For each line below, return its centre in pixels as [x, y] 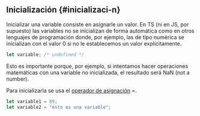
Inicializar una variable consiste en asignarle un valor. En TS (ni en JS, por [98, 24]
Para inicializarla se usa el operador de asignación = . [71, 90]
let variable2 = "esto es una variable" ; [59, 107]
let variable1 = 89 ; [32, 102]
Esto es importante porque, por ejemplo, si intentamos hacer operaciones [97, 66]
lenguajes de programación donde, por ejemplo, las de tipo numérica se [95, 37]
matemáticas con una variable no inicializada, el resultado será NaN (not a [98, 72]
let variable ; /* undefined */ [45, 54]
